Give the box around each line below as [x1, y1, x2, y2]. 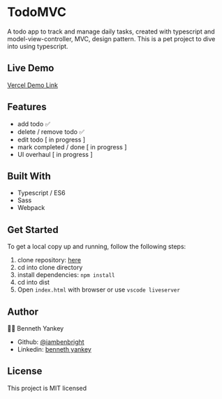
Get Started [7, 224, 59, 236]
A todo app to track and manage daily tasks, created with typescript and [7, 27, 215, 36]
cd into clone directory [17, 263, 83, 272]
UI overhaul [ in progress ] [17, 150, 93, 158]
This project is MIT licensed [7, 384, 87, 392]
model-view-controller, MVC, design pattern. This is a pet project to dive [7, 34, 216, 43]
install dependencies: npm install [17, 271, 115, 279]
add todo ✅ [17, 119, 51, 128]
